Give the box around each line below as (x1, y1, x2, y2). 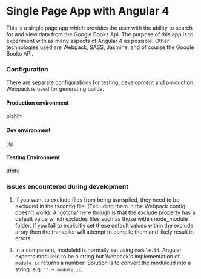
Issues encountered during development (6, 182, 129, 191)
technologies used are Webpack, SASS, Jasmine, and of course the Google (6, 44, 194, 51)
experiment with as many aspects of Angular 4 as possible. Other (6, 37, 170, 44)
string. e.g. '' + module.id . (15, 266, 84, 273)
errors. (15, 235, 32, 242)
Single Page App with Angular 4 (6, 4, 170, 18)
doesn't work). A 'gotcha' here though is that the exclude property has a (15, 209, 196, 216)
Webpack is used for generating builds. (6, 85, 105, 93)
